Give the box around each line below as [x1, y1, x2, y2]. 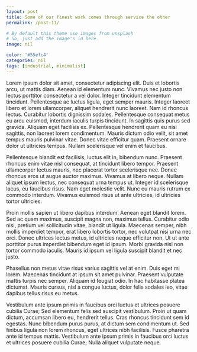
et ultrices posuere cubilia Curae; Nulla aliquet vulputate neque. [6, 338, 162, 346]
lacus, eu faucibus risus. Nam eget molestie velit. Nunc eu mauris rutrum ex [6, 185, 190, 192]
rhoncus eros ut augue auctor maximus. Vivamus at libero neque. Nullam [6, 172, 184, 179]
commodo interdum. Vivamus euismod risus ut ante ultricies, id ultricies [6, 191, 181, 198]
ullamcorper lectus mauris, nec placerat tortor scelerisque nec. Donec [6, 166, 177, 173]
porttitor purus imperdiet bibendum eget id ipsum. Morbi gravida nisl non [6, 240, 183, 247]
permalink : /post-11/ [6, 20, 60, 25]
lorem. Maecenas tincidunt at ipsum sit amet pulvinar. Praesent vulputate [6, 270, 184, 278]
